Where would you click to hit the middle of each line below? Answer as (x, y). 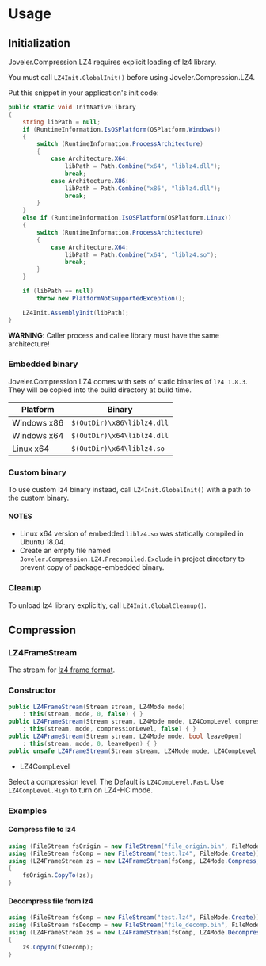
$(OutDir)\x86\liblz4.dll (120, 422)
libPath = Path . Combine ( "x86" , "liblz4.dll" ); (143, 188)
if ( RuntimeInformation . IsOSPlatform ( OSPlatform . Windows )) (122, 129)
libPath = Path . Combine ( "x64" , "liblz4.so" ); (141, 254)
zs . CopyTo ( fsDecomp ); (58, 947)
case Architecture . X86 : (89, 181)
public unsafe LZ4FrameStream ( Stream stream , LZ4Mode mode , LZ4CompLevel (133, 751)
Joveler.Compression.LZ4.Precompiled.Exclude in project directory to (132, 559)
